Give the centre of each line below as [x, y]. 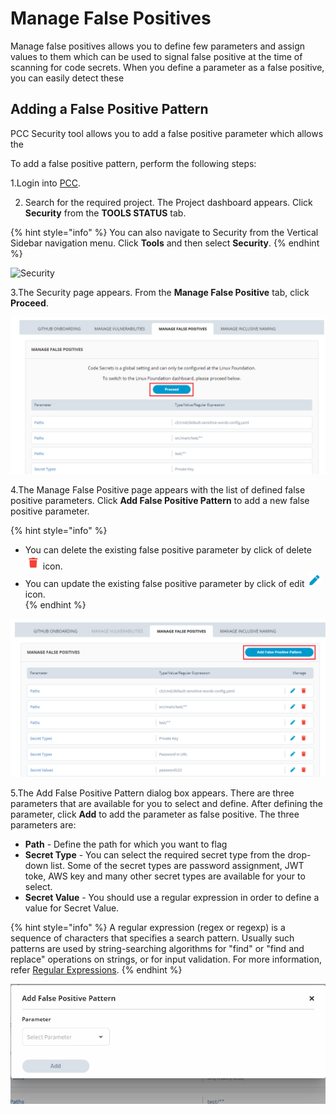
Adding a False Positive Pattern [109, 109]
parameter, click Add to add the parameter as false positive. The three [155, 814]
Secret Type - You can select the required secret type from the [155, 854]
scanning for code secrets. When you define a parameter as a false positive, [167, 67]
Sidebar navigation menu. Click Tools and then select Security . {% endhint [165, 243]
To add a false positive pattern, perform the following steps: [133, 163]
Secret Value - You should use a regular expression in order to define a [172, 897]
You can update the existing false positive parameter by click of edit [164, 583]
